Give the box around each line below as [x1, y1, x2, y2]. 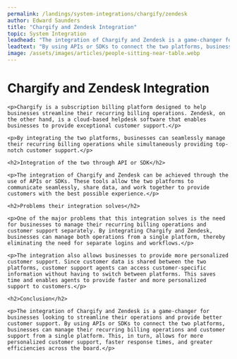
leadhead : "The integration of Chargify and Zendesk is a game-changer [7, 37, 222, 44]
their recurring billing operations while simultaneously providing [7, 141, 213, 148]
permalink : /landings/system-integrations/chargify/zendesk [7, 10, 188, 18]
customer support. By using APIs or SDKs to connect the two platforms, [7, 319, 226, 327]
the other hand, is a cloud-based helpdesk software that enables [7, 116, 207, 123]
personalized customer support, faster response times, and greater [7, 339, 213, 346]
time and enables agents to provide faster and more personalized [7, 276, 207, 283]
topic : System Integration [7, 30, 87, 37]
